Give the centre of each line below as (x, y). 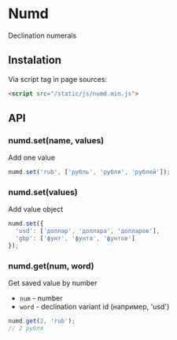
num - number (41, 298)
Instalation (35, 60)
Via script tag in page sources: (58, 79)
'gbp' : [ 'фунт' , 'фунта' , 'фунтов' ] (75, 238)
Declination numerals (42, 35)
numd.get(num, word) (51, 266)
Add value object (36, 209)
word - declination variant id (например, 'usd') (94, 307)
